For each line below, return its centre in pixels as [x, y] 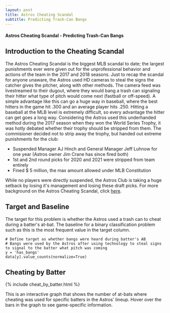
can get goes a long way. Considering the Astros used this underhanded [81, 118]
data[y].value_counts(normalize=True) [46, 257]
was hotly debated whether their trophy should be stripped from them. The [83, 128]
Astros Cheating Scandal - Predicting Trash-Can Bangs [65, 35]
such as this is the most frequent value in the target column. [68, 230]
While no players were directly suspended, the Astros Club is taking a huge [83, 180]
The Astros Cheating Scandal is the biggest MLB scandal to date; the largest [85, 63]
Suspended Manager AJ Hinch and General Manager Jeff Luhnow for [85, 149]
